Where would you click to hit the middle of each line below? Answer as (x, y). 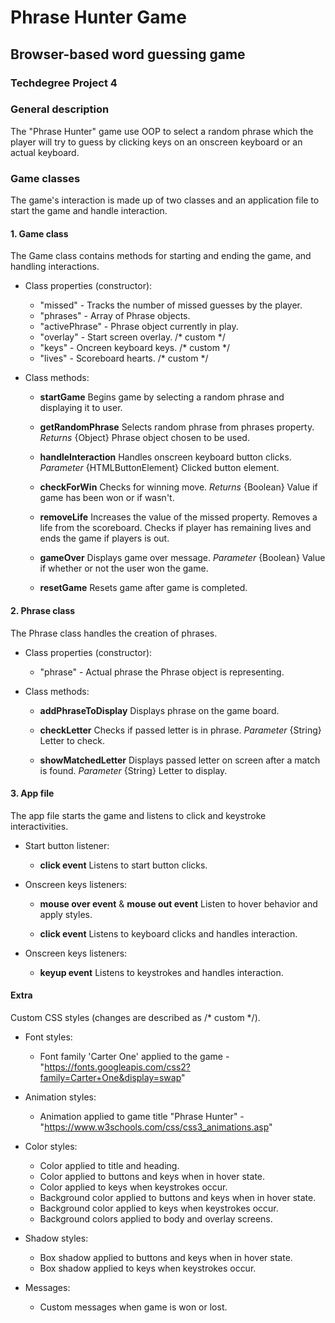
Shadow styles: (56, 1238)
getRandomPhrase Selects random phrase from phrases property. (177, 427)
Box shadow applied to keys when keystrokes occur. (148, 1268)
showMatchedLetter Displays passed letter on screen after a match (180, 760)
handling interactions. (55, 267)
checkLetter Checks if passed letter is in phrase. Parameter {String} (180, 730)
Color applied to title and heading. (109, 1165)
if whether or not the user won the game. (124, 568)
